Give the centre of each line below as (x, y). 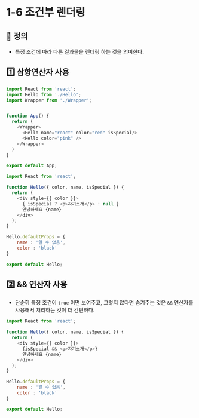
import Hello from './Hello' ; (44, 94)
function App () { (28, 116)
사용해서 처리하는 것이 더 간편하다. (55, 310)
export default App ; (32, 166)
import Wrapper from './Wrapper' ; (49, 100)
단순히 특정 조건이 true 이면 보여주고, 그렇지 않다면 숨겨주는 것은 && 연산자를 (104, 303)
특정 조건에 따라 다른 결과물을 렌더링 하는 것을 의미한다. (79, 52)
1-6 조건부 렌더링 (46, 12)
